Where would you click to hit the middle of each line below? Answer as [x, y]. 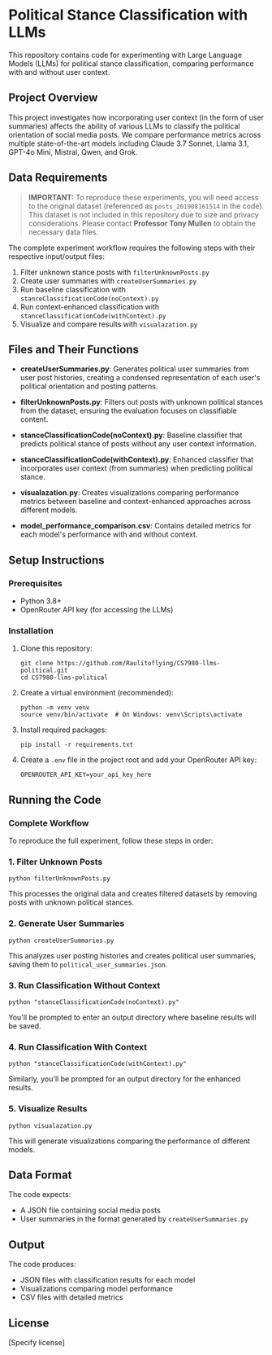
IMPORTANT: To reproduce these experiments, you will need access [143, 197]
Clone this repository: [56, 648]
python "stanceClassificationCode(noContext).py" [94, 1002]
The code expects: [40, 1195]
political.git [44, 671]
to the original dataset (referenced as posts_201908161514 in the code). [146, 206]
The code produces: [42, 1265]
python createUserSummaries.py [61, 941]
